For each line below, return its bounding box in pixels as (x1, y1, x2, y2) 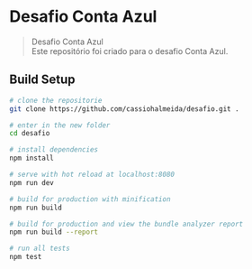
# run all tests (9, 244, 70, 254)
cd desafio (9, 129, 50, 138)
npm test (9, 253, 42, 262)
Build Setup (9, 72, 76, 88)
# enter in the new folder (9, 120, 111, 130)
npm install (9, 153, 54, 163)
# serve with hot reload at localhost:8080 (9, 170, 175, 179)
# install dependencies (9, 145, 99, 154)
